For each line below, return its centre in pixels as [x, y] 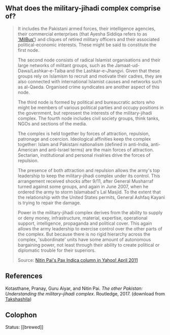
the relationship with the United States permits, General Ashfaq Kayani [91, 197]
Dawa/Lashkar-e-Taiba [42, 71]
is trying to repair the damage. [49, 203]
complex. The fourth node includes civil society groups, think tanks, [89, 118]
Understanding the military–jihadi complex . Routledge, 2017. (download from [85, 293]
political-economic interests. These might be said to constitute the [87, 45]
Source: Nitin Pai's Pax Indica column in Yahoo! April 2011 [78, 260]
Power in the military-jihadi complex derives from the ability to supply [90, 212]
